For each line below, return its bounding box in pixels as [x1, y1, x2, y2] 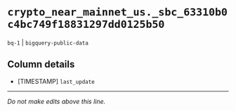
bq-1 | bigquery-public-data [7, 38, 89, 47]
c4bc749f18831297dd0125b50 [7, 18, 165, 31]
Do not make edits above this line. [7, 97, 106, 105]
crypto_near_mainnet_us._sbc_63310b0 [7, 6, 228, 19]
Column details [7, 59, 75, 71]
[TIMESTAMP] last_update [17, 77, 95, 85]
